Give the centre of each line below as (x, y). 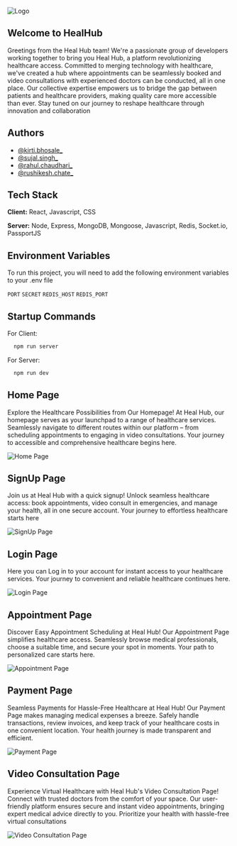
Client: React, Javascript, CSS (52, 212)
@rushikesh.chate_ (45, 172)
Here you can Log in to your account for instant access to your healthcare (115, 571)
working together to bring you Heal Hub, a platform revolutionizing (104, 57)
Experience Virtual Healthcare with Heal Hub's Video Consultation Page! (113, 791)
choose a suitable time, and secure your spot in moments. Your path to (111, 647)
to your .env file (30, 280)
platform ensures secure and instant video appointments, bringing (128, 806)
